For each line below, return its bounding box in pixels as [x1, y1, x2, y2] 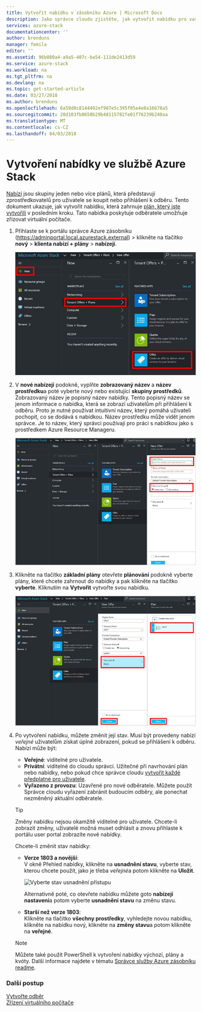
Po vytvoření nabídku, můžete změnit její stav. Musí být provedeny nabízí [14, 732, 196, 739]
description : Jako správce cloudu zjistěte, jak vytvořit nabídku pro [6, 16, 187, 22]
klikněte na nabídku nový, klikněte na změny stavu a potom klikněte [23, 921, 191, 928]
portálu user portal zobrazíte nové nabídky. [14, 830, 122, 838]
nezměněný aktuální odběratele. [23, 794, 104, 802]
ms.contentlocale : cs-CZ [6, 124, 69, 130]
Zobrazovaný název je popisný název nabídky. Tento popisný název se [14, 394, 191, 401]
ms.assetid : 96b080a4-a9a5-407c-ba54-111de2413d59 [6, 54, 136, 60]
